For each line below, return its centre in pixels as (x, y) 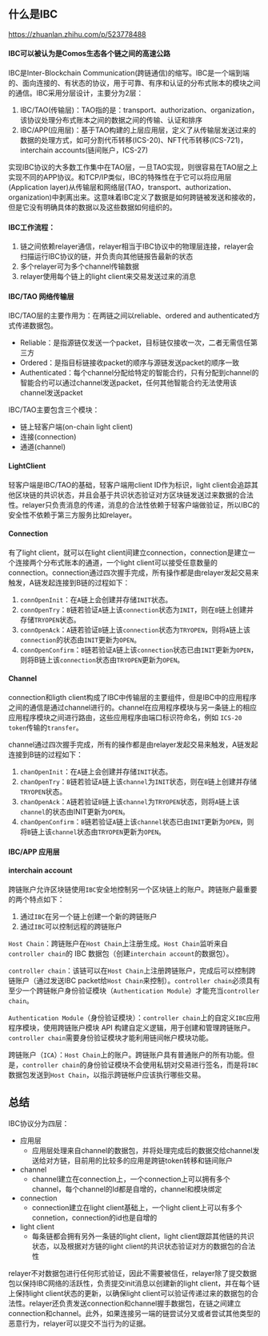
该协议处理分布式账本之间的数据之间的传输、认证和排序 (111, 120)
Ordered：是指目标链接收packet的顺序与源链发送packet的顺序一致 (130, 362)
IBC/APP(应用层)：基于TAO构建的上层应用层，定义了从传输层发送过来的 (138, 130)
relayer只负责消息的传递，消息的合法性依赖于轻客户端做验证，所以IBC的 (141, 504)
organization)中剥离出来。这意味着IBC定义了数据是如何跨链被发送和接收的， (134, 197)
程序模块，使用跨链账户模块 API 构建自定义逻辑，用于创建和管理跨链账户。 (132, 1027)
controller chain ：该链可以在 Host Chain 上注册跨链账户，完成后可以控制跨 (132, 970)
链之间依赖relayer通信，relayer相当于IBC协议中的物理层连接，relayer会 (137, 246)
